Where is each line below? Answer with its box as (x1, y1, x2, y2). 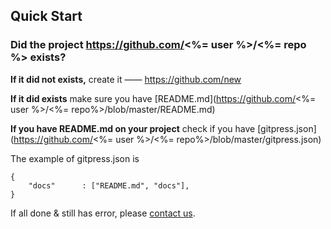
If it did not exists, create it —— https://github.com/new (10, 73, 242, 85)
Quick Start (10, 8, 83, 25)
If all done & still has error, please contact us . (10, 207, 196, 219)
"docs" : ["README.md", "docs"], (28, 180, 190, 191)
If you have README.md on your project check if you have (10, 122, 256, 134)
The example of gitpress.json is (10, 152, 140, 164)
